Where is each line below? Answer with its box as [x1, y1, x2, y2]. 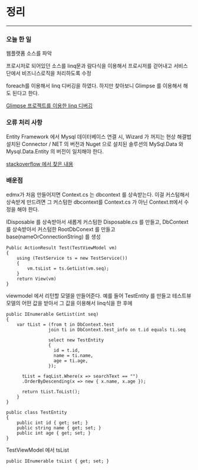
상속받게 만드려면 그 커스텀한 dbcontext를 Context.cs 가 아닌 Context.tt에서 [6, 198, 183, 205]
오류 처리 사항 [6, 119, 43, 127]
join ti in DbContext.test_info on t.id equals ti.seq [48, 327, 186, 332]
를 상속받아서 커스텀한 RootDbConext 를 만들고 [6, 226, 116, 233]
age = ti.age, [53, 358, 88, 364]
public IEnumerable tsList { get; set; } [6, 458, 110, 464]
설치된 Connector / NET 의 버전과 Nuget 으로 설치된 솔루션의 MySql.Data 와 [6, 140, 184, 148]
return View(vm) [16, 276, 57, 282]
